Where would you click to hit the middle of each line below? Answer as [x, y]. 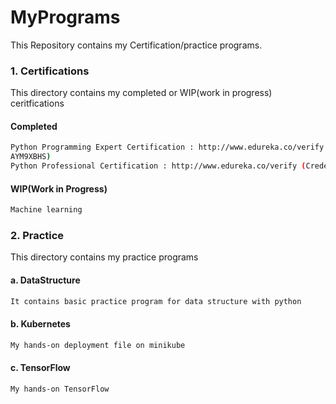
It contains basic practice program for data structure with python [156, 301]
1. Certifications [50, 71]
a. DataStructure [45, 280]
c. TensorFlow [40, 368]
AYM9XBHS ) [31, 157]
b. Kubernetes [40, 324]
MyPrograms [65, 17]
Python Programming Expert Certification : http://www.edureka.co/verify [167, 147]
